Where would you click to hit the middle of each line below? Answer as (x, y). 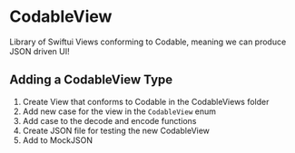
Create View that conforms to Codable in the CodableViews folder (146, 101)
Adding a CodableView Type (91, 80)
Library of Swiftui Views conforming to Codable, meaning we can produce (148, 42)
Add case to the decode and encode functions (109, 120)
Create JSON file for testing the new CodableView (116, 130)
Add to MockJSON (58, 140)
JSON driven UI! (39, 51)
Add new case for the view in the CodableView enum (119, 111)
